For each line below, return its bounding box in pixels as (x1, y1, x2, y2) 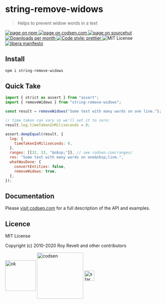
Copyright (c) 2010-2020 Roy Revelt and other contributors (5, 242, 127, 248)
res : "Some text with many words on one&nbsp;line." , (9, 155, 124, 160)
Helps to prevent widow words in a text (17, 20, 98, 26)
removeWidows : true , (14, 168, 57, 173)
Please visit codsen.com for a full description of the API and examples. (5, 205, 151, 211)
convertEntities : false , (14, 164, 66, 169)
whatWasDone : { (9, 159, 41, 164)
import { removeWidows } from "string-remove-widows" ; (5, 100, 122, 105)
